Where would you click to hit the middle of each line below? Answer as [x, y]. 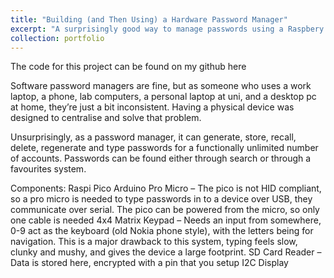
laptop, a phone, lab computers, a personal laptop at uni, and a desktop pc [163, 97]
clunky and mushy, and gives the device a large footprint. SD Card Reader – [166, 252]
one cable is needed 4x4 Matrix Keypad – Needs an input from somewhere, [166, 220]
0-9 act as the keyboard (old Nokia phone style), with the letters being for [162, 231]
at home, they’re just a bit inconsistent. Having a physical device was [152, 107]
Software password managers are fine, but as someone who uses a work [161, 86]
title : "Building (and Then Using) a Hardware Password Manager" [149, 19]
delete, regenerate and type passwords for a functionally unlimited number [164, 148]
